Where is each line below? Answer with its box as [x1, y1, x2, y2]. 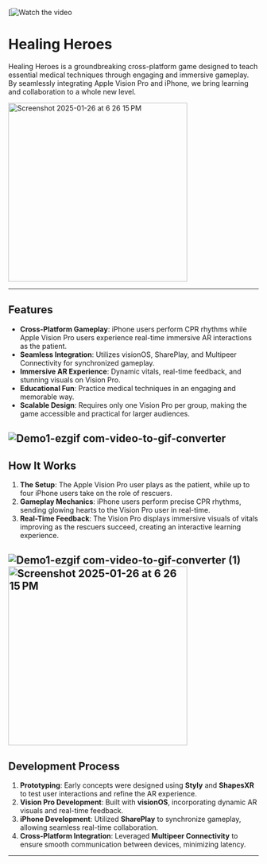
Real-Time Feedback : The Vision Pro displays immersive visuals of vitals [19, 513, 258, 523]
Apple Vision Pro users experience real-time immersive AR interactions [19, 332, 253, 342]
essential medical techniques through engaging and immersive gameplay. [8, 70, 250, 79]
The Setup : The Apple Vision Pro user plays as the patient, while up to [19, 479, 250, 489]
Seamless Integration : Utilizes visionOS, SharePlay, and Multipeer [19, 350, 237, 359]
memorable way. [19, 392, 75, 401]
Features [8, 303, 53, 317]
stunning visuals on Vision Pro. [19, 374, 121, 385]
